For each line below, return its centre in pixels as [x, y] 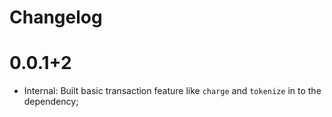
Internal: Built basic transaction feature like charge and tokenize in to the [172, 91]
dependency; [51, 102]
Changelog [56, 17]
